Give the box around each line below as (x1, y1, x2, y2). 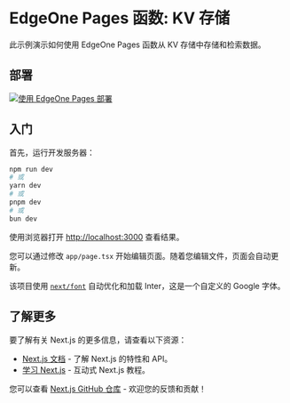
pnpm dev (9, 197, 42, 207)
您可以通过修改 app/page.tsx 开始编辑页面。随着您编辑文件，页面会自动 (9, 250, 271, 261)
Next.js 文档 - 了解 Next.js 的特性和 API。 (21, 353, 173, 364)
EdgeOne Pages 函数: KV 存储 (9, 8, 231, 28)
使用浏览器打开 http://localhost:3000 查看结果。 (9, 231, 184, 242)
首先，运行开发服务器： (9, 147, 95, 157)
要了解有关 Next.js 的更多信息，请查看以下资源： (9, 334, 187, 345)
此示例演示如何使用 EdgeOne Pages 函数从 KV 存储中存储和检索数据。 (9, 39, 266, 50)
